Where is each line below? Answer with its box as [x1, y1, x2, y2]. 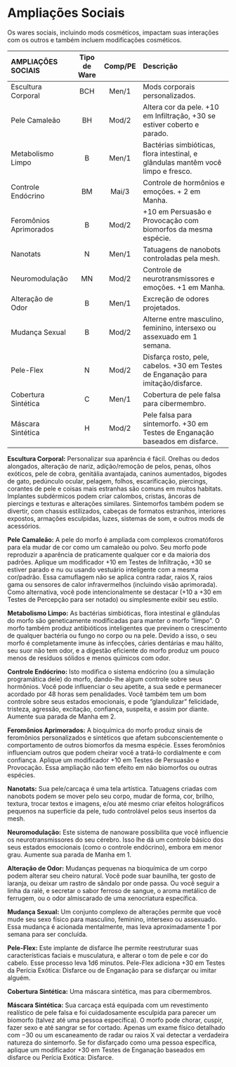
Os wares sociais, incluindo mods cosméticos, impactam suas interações [7, 28, 219, 37]
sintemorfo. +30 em [143, 419, 209, 429]
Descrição [143, 61, 178, 71]
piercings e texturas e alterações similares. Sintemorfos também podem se [7, 499, 224, 507]
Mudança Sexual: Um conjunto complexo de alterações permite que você [7, 907, 222, 916]
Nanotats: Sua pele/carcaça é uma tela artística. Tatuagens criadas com [7, 784, 218, 793]
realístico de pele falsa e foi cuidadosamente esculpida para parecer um [7, 1008, 216, 1016]
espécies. [7, 771, 36, 779]
